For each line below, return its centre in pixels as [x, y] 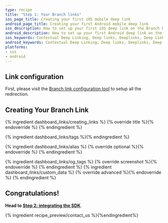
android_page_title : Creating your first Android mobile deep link [77, 24]
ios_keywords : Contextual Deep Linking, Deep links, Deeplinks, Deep [79, 38]
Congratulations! [32, 193]
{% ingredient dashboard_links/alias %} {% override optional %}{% [74, 147]
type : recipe [19, 10]
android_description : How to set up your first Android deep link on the [84, 33]
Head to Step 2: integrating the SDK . [43, 205]
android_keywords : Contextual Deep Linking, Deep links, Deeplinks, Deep [84, 43]
